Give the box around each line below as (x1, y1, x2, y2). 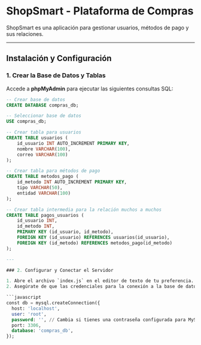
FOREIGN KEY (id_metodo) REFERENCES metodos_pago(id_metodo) (17, 240, 172, 246)
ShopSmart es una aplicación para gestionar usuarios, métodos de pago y (6, 24, 189, 31)
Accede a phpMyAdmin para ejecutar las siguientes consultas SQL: (6, 85, 173, 92)
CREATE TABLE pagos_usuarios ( (6, 212, 84, 218)
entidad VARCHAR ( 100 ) (17, 190, 71, 196)
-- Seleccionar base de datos (6, 113, 82, 119)
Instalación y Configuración (6, 53, 112, 63)
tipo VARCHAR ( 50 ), (17, 184, 63, 190)
